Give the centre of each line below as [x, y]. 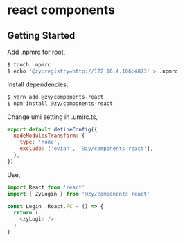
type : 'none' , [40, 142]
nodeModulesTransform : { [49, 136]
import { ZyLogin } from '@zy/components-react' [79, 194]
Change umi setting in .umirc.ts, [53, 117]
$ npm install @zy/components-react [60, 103]
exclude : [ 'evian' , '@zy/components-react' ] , [87, 149]
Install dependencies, [38, 84]
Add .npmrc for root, [36, 52]
